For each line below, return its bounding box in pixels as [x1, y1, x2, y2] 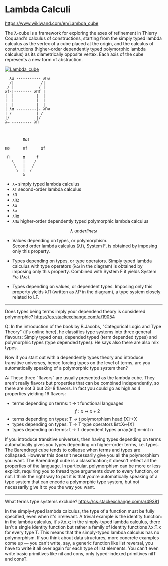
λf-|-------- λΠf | [5, 89, 46, 94]
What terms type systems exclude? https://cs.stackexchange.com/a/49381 [5, 498, 159, 504]
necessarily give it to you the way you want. [5, 484, 96, 490]
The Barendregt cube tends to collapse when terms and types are [5, 447, 141, 453]
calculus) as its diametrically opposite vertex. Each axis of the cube [5, 51, 144, 57]
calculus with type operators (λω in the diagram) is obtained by [12, 263, 143, 269]
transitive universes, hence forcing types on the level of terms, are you [5, 359, 151, 366]
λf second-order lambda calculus [12, 186, 81, 192]
